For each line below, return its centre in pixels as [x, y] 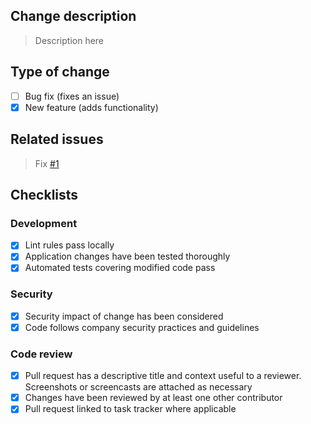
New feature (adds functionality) [91, 107]
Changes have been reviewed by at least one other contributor [153, 398]
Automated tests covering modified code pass [120, 268]
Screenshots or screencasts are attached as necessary [138, 387]
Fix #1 [47, 163]
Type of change [60, 72]
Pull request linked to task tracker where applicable [130, 409]
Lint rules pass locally [69, 245]
